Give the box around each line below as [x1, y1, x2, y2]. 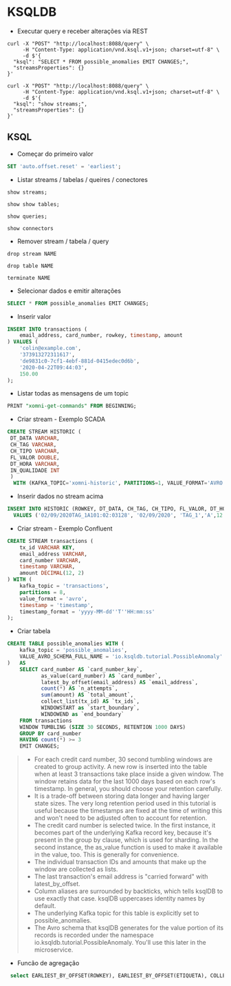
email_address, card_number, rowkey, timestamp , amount [19, 332, 184, 339]
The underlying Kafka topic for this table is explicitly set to [34, 909, 199, 917]
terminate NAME [7, 274, 51, 281]
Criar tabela [16, 627, 51, 635]
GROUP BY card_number [19, 730, 81, 737]
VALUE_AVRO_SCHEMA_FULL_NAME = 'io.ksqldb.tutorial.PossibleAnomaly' [19, 653, 223, 660]
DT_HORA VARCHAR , [10, 460, 60, 467]
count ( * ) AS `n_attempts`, [41, 685, 118, 692]
